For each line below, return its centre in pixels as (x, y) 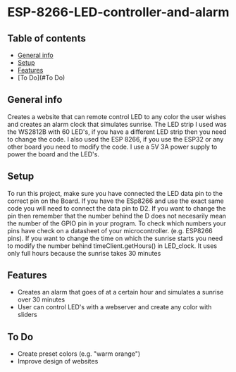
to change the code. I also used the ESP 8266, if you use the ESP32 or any (116, 139)
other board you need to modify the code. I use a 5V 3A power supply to (112, 147)
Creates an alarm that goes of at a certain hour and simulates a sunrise (120, 292)
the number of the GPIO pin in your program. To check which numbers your (117, 223)
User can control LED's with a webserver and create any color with (114, 307)
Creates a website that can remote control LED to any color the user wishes (117, 116)
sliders (27, 315)
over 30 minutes (41, 299)
